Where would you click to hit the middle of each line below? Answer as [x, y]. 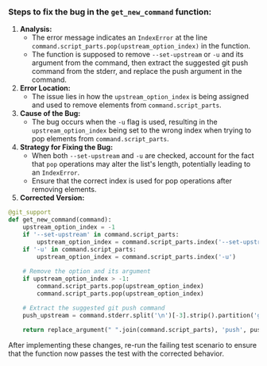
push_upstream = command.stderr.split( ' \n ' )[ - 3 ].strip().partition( [138, 315]
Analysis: [36, 29]
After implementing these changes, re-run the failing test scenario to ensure [132, 345]
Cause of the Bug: [50, 114]
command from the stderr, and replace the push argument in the [137, 71]
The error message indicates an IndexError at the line [120, 37]
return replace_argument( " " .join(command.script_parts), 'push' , [135, 330]
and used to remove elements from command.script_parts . [126, 105]
